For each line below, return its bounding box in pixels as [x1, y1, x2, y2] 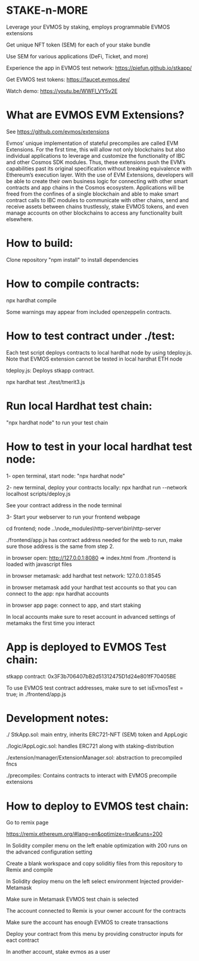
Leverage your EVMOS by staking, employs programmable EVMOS [6, 23, 170, 30]
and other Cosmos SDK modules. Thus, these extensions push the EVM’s [6, 159, 186, 166]
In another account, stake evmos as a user [6, 948, 111, 956]
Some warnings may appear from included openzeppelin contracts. [6, 308, 172, 315]
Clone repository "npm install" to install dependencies [6, 256, 139, 263]
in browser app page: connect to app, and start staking [6, 602, 141, 609]
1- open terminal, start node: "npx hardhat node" [6, 472, 125, 479]
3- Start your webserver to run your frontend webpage [6, 513, 141, 520]
